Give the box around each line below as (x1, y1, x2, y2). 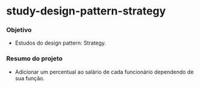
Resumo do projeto (6, 54, 63, 63)
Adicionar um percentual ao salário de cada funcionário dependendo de (14, 68, 194, 75)
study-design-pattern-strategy (6, 4, 166, 18)
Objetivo (6, 26, 32, 34)
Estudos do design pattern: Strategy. (14, 39, 107, 46)
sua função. (14, 74, 45, 82)
